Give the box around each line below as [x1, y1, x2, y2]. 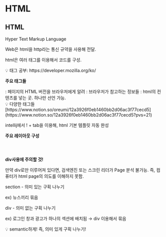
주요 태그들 [5, 78, 26, 84]
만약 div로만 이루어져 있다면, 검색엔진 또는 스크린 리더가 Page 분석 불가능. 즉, [5, 167, 156, 173]
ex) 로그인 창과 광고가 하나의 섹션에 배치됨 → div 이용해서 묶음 [5, 216, 127, 222]
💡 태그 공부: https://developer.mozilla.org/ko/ [5, 68, 96, 73]
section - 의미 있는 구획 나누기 [5, 184, 65, 190]
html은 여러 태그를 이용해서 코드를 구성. [5, 57, 82, 63]
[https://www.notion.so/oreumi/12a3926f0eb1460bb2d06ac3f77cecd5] [5, 107, 151, 113]
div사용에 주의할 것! [5, 156, 44, 162]
